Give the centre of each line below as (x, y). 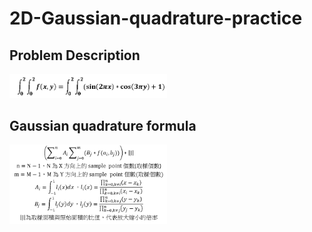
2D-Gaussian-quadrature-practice (156, 18)
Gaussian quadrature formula (103, 125)
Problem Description (75, 55)
